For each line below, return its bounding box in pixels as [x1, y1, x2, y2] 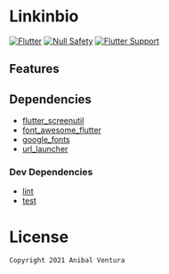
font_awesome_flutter [21, 125, 102, 135]
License [9, 227, 69, 246]
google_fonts [21, 134, 70, 145]
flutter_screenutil [21, 116, 84, 126]
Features [9, 61, 60, 77]
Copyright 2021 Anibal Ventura [9, 256, 125, 265]
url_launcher [21, 144, 68, 155]
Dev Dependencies [9, 166, 93, 179]
